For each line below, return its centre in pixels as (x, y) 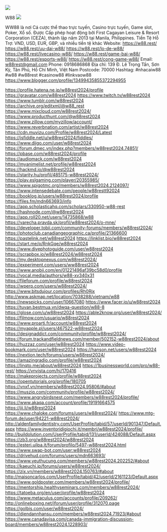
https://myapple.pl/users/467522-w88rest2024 (54, 328)
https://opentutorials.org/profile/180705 (46, 381)
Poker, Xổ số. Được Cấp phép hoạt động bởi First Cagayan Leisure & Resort (82, 33)
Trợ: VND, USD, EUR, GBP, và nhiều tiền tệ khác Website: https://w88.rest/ (81, 43)
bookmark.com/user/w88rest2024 (41, 350)
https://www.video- (106, 344)
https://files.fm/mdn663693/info (38, 201)
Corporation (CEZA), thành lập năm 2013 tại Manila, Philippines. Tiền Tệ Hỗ (82, 38)
